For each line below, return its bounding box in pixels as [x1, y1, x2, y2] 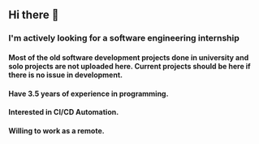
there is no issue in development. [8, 70, 123, 80]
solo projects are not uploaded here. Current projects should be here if [8, 61, 251, 71]
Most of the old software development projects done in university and [8, 52, 249, 62]
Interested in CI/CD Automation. [8, 107, 119, 117]
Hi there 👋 [8, 8, 59, 22]
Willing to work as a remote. [8, 125, 105, 135]
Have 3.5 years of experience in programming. [8, 89, 169, 98]
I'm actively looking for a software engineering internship [8, 33, 240, 44]
